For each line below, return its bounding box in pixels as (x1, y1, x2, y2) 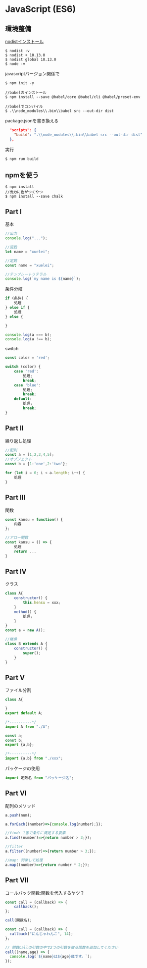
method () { (14, 609, 37, 614)
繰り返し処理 (5, 437, 31, 444)
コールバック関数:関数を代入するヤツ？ (5, 890, 85, 896)
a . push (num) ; (5, 812, 32, 818)
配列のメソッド (5, 803, 36, 808)
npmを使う (5, 171, 39, 179)
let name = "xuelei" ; (5, 249, 50, 254)
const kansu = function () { (5, 517, 63, 522)
